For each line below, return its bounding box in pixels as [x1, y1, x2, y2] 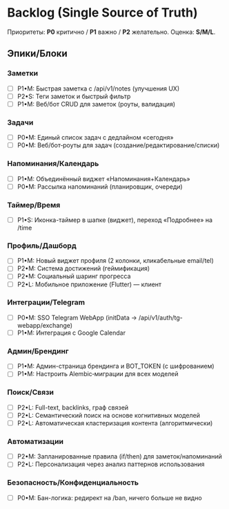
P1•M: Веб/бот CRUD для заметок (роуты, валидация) [17, 100, 176, 108]
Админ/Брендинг [7, 346, 69, 355]
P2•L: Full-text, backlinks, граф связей [17, 403, 129, 411]
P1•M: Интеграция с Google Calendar [17, 328, 126, 337]
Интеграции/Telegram [7, 297, 86, 307]
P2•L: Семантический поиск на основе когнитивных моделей [17, 411, 200, 419]
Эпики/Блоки [7, 48, 68, 59]
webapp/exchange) [17, 321, 73, 329]
